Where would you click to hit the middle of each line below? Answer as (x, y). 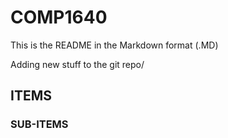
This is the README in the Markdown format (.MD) (114, 45)
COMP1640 (59, 17)
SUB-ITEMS (39, 124)
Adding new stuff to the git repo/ (77, 64)
